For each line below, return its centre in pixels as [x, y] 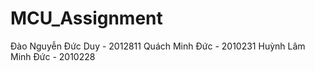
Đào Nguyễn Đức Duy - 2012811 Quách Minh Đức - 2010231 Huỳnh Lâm [158, 46]
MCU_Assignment [86, 18]
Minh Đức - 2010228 [53, 56]
